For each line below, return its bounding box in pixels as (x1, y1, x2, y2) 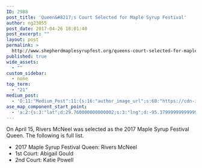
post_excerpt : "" (6, 31, 50, 37)
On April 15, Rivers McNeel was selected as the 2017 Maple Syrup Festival (6, 125, 189, 133)
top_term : (6, 82, 31, 88)
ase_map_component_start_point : (6, 103, 87, 110)
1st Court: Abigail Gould (14, 150, 74, 157)
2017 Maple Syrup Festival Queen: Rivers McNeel (14, 143, 137, 151)
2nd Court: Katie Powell (14, 157, 74, 164)
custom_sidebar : (6, 70, 47, 76)
